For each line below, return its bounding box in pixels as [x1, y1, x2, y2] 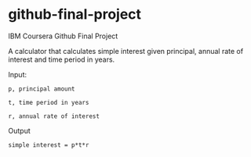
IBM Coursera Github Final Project [8, 31, 118, 41]
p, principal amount [8, 84, 76, 93]
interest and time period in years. [8, 55, 115, 64]
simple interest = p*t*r [8, 141, 89, 149]
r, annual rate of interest [8, 112, 100, 120]
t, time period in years [8, 98, 89, 106]
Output [8, 126, 31, 135]
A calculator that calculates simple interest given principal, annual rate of [8, 46, 244, 55]
